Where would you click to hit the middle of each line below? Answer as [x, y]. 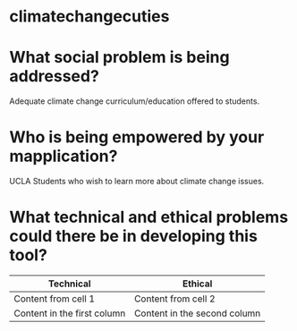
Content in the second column [197, 313]
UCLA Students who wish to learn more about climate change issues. [137, 182]
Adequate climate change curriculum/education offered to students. [135, 101]
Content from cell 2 [175, 299]
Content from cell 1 [55, 299]
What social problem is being [119, 58]
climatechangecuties [89, 17]
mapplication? [64, 156]
